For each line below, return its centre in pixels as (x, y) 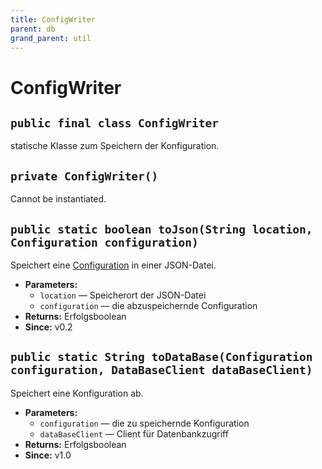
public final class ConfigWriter (115, 123)
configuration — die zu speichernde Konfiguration (144, 423)
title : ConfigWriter (53, 19)
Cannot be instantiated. (58, 199)
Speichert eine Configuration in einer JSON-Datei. (113, 265)
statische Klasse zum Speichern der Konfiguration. (115, 146)
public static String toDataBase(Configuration (161, 357)
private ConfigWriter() (84, 176)
